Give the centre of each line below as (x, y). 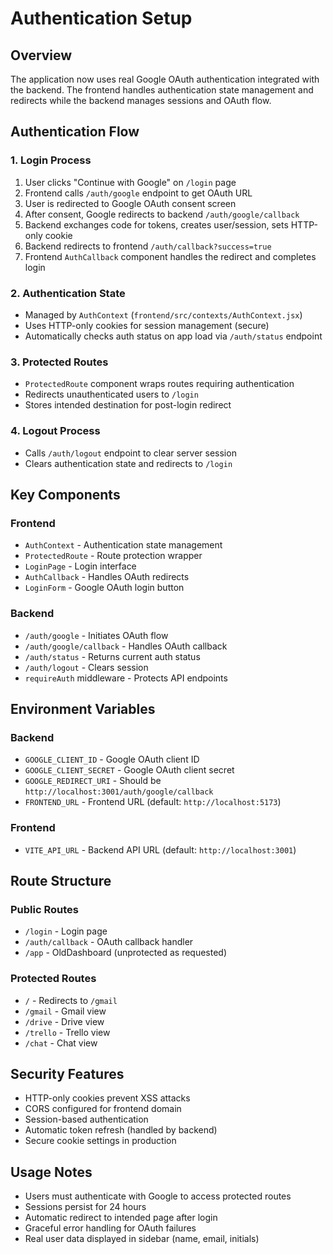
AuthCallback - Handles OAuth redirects (107, 577)
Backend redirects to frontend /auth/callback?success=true (148, 246)
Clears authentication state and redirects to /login (128, 463)
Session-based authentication (86, 1119)
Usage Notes (51, 1172)
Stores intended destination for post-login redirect (128, 405)
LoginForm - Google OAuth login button (104, 588)
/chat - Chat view (61, 1043)
